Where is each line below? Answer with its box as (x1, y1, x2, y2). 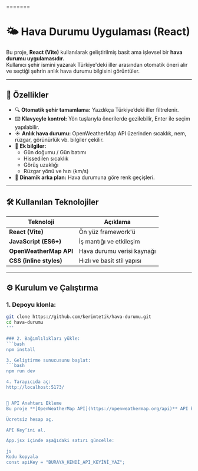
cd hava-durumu (6, 320, 44, 326)
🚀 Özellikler (6, 90, 49, 100)
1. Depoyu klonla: (6, 300, 56, 308)
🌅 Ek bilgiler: (14, 142, 47, 150)
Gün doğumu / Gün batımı (23, 148, 87, 155)
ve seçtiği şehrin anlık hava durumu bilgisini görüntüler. (6, 67, 140, 74)
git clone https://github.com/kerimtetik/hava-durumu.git (6, 314, 151, 320)
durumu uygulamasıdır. (6, 54, 65, 62)
